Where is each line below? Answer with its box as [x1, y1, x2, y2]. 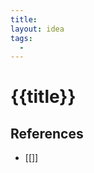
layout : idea [10, 24, 65, 34]
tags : [10, 33, 33, 43]
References [10, 125, 84, 142]
